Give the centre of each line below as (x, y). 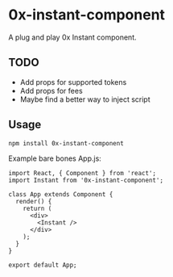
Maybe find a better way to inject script (85, 99)
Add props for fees (51, 90)
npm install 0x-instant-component (66, 143)
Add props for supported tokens (73, 82)
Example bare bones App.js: (55, 158)
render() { (34, 201)
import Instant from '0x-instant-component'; (86, 180)
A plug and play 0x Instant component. (72, 37)
